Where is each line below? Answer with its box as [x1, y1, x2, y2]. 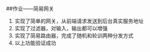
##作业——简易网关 [6, 5, 54, 12]
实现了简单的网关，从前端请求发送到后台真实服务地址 [14, 18, 144, 25]
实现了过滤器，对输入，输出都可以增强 [14, 25, 108, 32]
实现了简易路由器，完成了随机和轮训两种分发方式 [14, 32, 134, 39]
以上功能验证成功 [14, 40, 56, 46]
